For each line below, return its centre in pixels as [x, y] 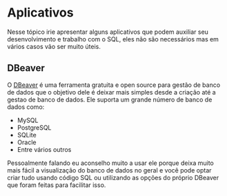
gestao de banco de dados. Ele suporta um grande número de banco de [110, 99]
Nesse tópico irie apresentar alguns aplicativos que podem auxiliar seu [108, 32]
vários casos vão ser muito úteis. [54, 46]
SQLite [27, 135]
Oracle [27, 142]
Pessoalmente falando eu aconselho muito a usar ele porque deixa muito [110, 163]
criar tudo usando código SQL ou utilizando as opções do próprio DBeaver [113, 177]
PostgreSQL [34, 127]
